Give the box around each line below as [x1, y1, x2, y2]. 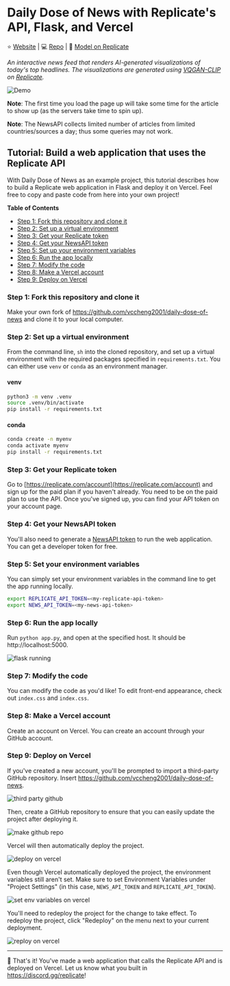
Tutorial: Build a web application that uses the [7, 147, 207, 159]
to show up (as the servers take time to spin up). [7, 106, 144, 114]
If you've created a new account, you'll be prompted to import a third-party [7, 766, 219, 774]
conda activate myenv [7, 442, 69, 449]
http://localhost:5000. [7, 640, 68, 648]
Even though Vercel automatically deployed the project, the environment [7, 868, 211, 876]
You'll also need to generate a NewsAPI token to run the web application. [7, 535, 213, 543]
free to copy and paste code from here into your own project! [7, 190, 180, 199]
